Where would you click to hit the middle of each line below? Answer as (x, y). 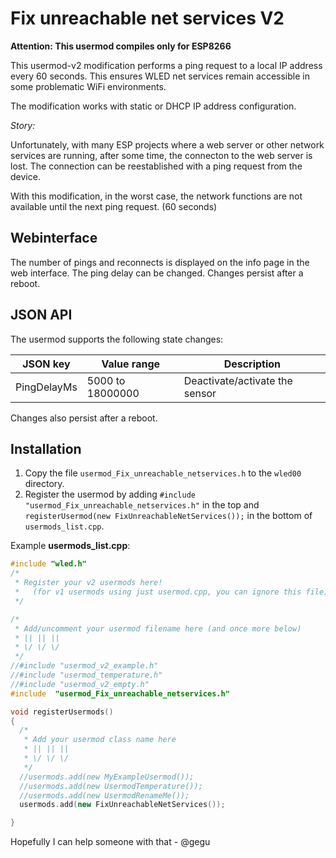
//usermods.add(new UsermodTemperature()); (111, 786)
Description (252, 364)
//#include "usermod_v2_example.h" (84, 666)
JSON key (46, 364)
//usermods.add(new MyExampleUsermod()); (107, 777)
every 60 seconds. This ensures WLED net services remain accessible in (160, 76)
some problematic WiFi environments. (88, 86)
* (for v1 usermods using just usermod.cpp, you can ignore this (158, 592)
